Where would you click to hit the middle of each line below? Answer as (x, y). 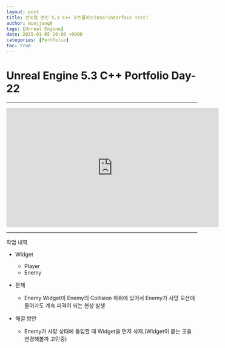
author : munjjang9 (29, 23)
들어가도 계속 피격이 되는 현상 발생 (65, 305)
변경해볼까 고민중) (45, 339)
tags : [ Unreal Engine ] (35, 29)
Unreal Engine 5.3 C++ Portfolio (88, 76)
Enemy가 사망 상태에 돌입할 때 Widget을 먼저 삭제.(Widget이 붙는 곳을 (108, 331)
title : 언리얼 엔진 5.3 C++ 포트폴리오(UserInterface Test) (77, 18)
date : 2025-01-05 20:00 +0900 (45, 35)
